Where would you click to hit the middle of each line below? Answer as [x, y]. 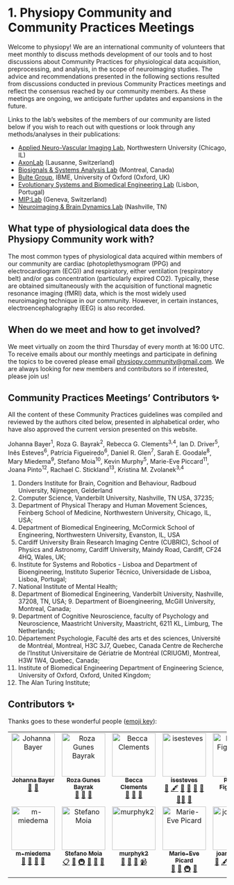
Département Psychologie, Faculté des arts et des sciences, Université [119, 638]
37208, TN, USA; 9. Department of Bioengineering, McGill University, [117, 601]
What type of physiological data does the [99, 228]
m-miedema [33, 853]
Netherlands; [36, 631]
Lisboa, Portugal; [42, 579]
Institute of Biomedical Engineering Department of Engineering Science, [121, 668]
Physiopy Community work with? [81, 239]
